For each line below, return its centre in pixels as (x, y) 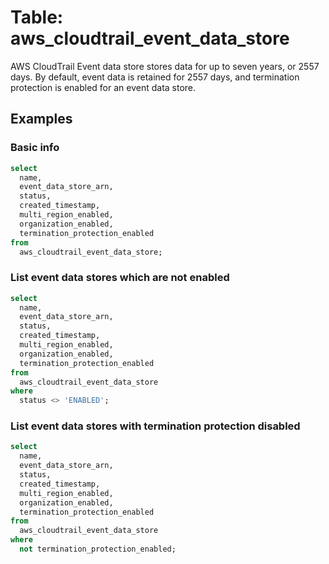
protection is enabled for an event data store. (103, 87)
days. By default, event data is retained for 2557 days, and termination (155, 77)
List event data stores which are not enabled (120, 278)
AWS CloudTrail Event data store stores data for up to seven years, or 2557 (165, 66)
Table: (37, 17)
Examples (41, 119)
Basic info (35, 148)
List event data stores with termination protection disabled (155, 426)
